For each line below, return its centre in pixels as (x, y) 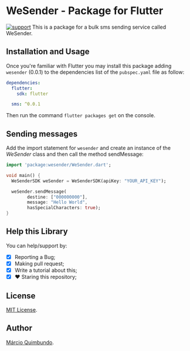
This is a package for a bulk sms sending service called (99, 27)
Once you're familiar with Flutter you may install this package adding (89, 66)
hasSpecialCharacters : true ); (64, 208)
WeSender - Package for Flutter (85, 11)
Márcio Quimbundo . (30, 342)
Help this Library (37, 232)
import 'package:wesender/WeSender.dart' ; (59, 165)
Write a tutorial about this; (46, 270)
